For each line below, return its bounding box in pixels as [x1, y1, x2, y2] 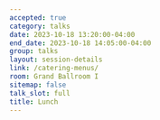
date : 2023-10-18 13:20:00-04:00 [9, 30, 136, 39]
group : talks [9, 47, 59, 56]
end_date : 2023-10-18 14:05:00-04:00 [9, 38, 152, 48]
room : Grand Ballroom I [9, 72, 99, 81]
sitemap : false [9, 80, 67, 89]
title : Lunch [9, 97, 59, 106]
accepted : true [9, 13, 67, 23]
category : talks [9, 22, 71, 31]
